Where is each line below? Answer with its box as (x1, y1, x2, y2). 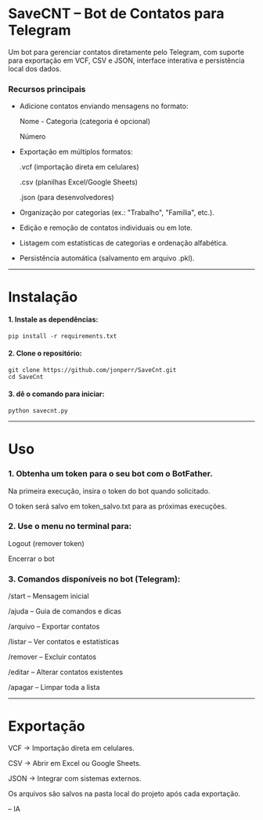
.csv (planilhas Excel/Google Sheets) (19, 177, 139, 187)
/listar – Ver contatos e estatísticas (8, 637, 120, 647)
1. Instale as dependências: (8, 315, 99, 324)
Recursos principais (8, 83, 86, 94)
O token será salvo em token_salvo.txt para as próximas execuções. (8, 501, 227, 511)
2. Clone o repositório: (8, 348, 82, 358)
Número (19, 132, 46, 141)
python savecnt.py (8, 407, 68, 415)
